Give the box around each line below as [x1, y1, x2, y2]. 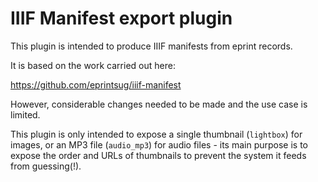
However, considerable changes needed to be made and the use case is [10, 98, 308, 110]
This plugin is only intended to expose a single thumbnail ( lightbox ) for [10, 128, 303, 140]
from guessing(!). [10, 160, 82, 172]
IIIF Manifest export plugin [10, 7, 233, 30]
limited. [10, 108, 41, 121]
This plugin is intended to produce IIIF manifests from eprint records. [10, 40, 293, 52]
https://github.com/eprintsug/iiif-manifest [10, 78, 182, 91]
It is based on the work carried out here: [10, 59, 176, 71]
